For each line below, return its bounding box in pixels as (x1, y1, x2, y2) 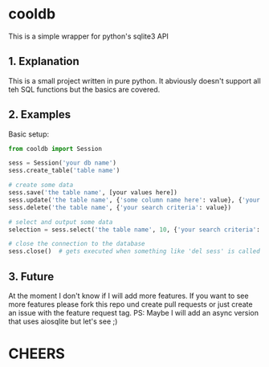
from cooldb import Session (8, 145, 103, 153)
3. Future (8, 270, 55, 283)
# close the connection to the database (8, 240, 146, 248)
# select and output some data (8, 218, 113, 226)
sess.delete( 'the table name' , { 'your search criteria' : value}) (8, 203, 231, 211)
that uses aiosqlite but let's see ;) (8, 316, 118, 326)
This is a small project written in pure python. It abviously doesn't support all (8, 75, 261, 85)
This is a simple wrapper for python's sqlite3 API (8, 31, 169, 41)
